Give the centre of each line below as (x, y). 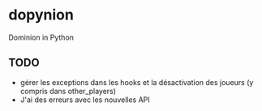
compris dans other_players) (68, 91)
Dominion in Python (41, 37)
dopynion (41, 15)
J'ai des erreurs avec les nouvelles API (85, 100)
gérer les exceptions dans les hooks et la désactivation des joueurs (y (137, 82)
